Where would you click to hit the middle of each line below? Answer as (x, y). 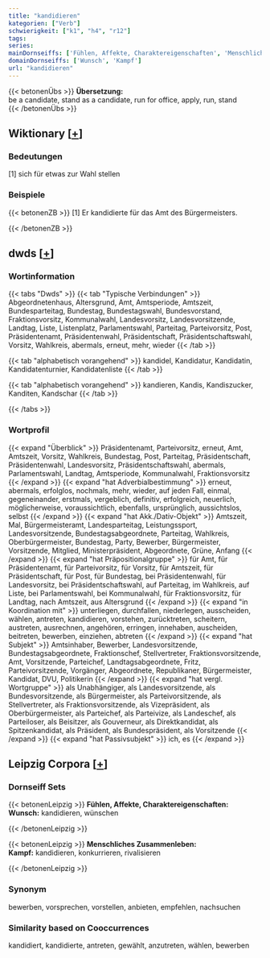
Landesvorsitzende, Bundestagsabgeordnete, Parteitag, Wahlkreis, (119, 533)
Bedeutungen (35, 156)
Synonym (27, 890)
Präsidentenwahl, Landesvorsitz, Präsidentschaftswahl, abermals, (117, 465)
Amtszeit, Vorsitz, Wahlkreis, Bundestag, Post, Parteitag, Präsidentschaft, (129, 456)
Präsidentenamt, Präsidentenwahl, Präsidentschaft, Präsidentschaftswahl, (131, 337)
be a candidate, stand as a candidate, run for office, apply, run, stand (123, 100)
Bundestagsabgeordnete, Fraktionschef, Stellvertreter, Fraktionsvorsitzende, (135, 653)
